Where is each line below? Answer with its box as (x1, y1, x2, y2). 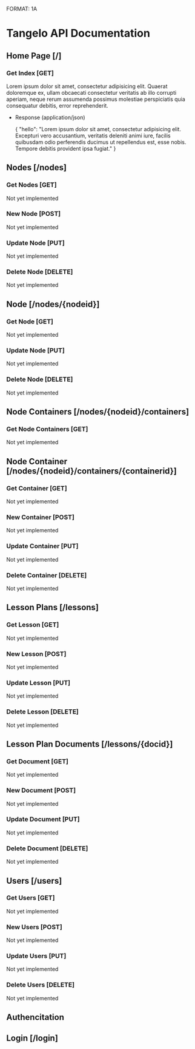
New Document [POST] (6, 786, 76, 795)
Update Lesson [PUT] (6, 678, 71, 687)
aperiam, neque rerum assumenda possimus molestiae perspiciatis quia (6, 95, 186, 103)
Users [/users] (6, 875, 62, 886)
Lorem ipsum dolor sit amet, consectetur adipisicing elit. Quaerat (6, 82, 168, 90)
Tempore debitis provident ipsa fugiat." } (15, 145, 116, 152)
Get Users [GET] (6, 893, 55, 902)
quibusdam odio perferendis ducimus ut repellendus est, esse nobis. (15, 138, 187, 145)
